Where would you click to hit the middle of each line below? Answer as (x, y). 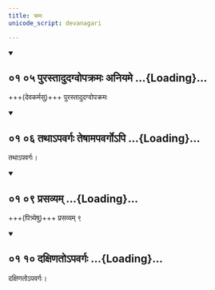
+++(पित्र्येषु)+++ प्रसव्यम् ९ (45, 217)
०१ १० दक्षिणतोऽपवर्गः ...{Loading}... (86, 259)
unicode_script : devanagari (55, 23)
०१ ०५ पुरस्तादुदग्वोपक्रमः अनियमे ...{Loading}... (108, 78)
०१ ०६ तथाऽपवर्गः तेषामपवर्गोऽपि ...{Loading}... (104, 138)
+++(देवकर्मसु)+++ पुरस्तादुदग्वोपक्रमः (58, 97)
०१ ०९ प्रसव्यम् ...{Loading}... (73, 199)
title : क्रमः (26, 16)
